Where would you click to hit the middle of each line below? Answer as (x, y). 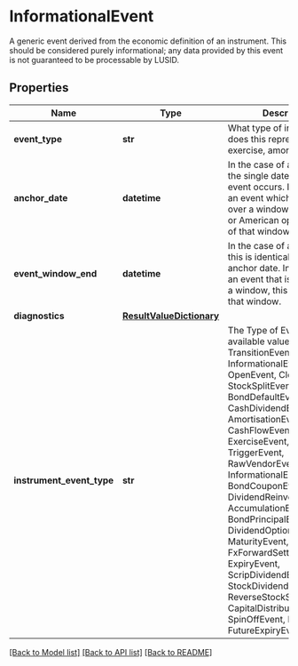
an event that (255, 279)
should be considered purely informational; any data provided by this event (146, 50)
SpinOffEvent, (256, 619)
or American (253, 220)
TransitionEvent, (261, 352)
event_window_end (55, 273)
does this (247, 139)
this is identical (259, 257)
